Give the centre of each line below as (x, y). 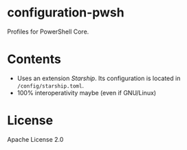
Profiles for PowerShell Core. (48, 32)
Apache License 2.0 (35, 139)
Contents (34, 59)
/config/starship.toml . (51, 85)
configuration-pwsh (66, 13)
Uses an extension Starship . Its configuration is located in (99, 78)
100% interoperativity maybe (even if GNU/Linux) (87, 92)
